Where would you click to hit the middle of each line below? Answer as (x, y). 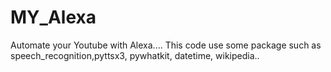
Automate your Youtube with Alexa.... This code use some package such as (166, 45)
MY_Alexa (53, 17)
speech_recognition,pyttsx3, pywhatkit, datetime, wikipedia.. (135, 55)
